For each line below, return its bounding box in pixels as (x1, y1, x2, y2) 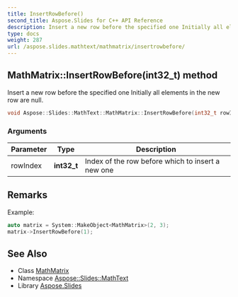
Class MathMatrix (17, 267, 69, 275)
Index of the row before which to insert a (84, 156, 220, 166)
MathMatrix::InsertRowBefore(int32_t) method (7, 69, 218, 81)
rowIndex (11, 161, 42, 170)
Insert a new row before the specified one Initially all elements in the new (7, 88, 220, 96)
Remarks (7, 189, 48, 202)
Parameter (11, 144, 47, 154)
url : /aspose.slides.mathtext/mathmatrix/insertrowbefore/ (7, 43, 186, 50)
